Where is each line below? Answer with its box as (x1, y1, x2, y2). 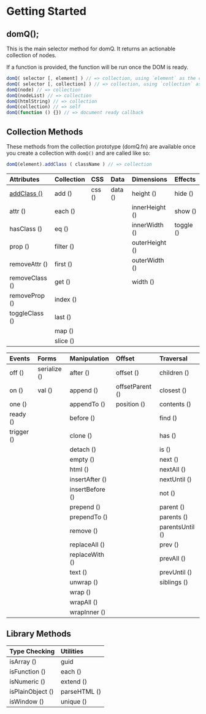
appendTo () (69, 400, 105, 408)
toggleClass (9, 309, 44, 317)
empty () (69, 455, 95, 464)
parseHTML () (60, 687, 101, 696)
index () (54, 295, 77, 303)
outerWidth (131, 256, 164, 265)
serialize (37, 364, 63, 373)
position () (115, 400, 146, 408)
